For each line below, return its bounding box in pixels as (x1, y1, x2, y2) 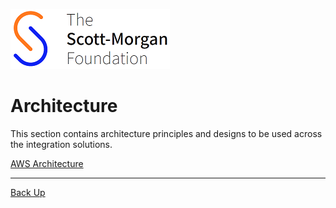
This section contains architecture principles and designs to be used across (10, 127, 323, 139)
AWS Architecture (10, 157, 84, 169)
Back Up (10, 186, 46, 198)
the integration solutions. (10, 138, 113, 150)
